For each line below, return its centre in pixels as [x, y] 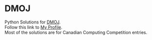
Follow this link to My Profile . [33, 27]
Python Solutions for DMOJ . [33, 22]
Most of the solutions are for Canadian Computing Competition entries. [76, 32]
